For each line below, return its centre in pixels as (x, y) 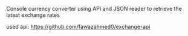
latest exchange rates (33, 15)
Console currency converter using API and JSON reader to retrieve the (94, 9)
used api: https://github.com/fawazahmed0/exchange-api (78, 27)
